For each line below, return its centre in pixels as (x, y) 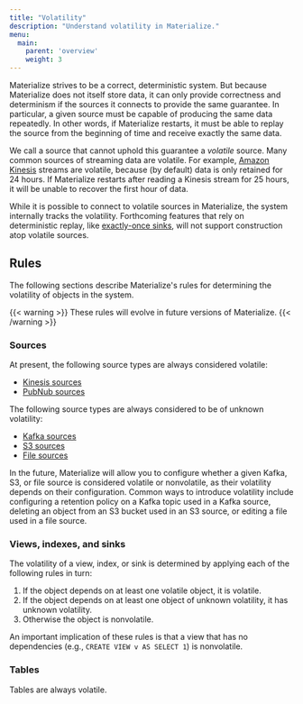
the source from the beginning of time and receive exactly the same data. (146, 133)
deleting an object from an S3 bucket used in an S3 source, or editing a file (148, 511)
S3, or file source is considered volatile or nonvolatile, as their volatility (141, 482)
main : (28, 43)
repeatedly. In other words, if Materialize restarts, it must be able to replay (147, 123)
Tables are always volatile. (58, 690)
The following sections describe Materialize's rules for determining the (141, 285)
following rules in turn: (51, 573)
